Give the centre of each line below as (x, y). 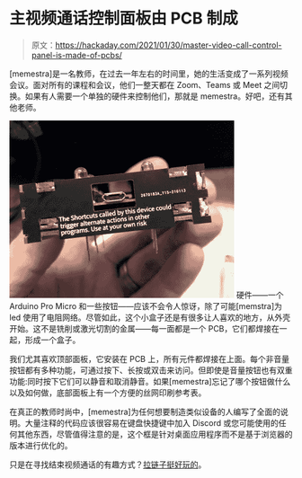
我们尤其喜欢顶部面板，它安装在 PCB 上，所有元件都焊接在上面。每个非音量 (150, 358)
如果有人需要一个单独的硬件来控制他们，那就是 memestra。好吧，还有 (155, 96)
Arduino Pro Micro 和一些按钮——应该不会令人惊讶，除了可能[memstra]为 (146, 305)
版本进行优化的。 (41, 445)
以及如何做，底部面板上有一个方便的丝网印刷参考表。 (108, 393)
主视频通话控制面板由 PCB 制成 (124, 18)
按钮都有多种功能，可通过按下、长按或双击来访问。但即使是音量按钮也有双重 (151, 370)
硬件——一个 (260, 295)
